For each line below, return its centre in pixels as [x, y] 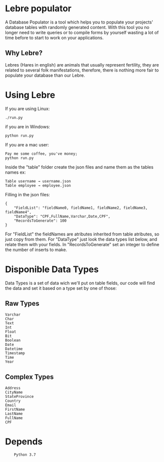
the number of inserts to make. [36, 250]
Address [13, 388]
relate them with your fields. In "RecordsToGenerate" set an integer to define [82, 244]
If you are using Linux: [27, 109]
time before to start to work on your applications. [54, 38]
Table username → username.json [38, 181]
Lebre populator [38, 9]
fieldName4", [18, 212]
